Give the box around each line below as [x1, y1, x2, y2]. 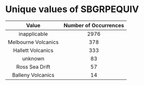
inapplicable [18, 30, 48, 37]
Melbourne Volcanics [8, 38, 59, 46]
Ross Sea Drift [16, 63, 51, 70]
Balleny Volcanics [12, 71, 55, 78]
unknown [22, 55, 44, 62]
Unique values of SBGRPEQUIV [5, 4, 139, 15]
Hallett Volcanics [13, 47, 54, 54]
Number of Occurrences [63, 22, 124, 29]
